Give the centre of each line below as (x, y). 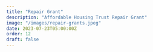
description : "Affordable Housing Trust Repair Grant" (77, 17)
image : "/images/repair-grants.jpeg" (54, 23)
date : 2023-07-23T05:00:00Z (42, 28)
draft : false (23, 39)
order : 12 (19, 34)
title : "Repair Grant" (35, 12)
